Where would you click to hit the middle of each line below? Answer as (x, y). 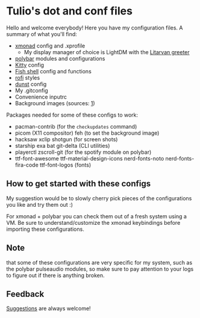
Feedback (25, 294)
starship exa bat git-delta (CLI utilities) (62, 145)
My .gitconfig (31, 90)
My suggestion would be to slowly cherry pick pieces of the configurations (99, 198)
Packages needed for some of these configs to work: (72, 115)
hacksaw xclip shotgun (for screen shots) (66, 139)
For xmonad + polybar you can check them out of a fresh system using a (96, 216)
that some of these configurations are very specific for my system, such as (99, 262)
